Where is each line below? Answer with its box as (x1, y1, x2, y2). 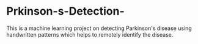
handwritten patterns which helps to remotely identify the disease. (6, 31, 174, 38)
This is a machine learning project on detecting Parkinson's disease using (6, 24, 193, 32)
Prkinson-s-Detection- (6, 4, 125, 18)
